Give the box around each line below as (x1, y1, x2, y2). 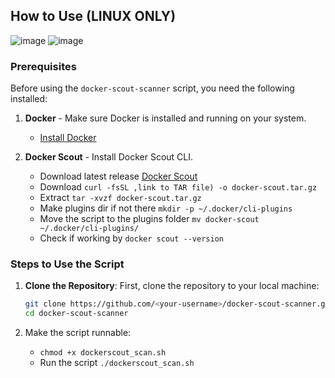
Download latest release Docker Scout (39, 170, 198, 183)
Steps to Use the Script (10, 257, 125, 271)
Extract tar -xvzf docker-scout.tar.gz (39, 192, 202, 204)
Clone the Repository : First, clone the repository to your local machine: (24, 280, 320, 292)
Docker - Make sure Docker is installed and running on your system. (24, 112, 307, 124)
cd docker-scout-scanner (24, 309, 129, 319)
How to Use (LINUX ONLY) (10, 8, 177, 25)
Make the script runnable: (24, 327, 132, 339)
